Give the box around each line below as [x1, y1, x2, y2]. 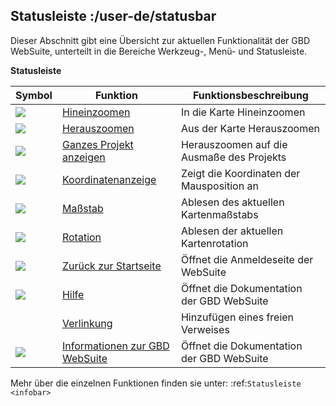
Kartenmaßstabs [180, 207, 259, 221]
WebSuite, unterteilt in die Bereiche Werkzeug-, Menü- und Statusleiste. [10, 45, 308, 57]
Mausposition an [180, 179, 259, 193]
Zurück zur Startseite [61, 259, 162, 273]
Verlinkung [61, 316, 113, 330]
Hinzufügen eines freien [180, 310, 295, 324]
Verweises [180, 322, 230, 336]
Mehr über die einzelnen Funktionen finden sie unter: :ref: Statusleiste [10, 377, 302, 389]
